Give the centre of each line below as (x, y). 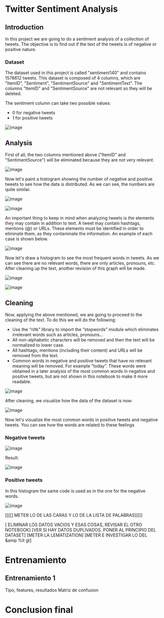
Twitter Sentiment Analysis (62, 9)
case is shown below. (27, 239)
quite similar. (18, 190)
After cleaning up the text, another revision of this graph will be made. (75, 268)
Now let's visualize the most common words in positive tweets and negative (82, 420)
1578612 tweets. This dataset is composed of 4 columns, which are (73, 78)
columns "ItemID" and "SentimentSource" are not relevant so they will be (79, 88)
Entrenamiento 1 (30, 578)
